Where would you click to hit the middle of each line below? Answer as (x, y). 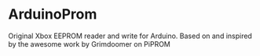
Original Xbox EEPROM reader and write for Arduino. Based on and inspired (130, 36)
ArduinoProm (53, 14)
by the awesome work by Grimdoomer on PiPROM (89, 44)
